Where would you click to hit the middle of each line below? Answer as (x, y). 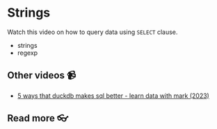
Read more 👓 (38, 118)
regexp (27, 53)
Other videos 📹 (42, 75)
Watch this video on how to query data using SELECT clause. (93, 32)
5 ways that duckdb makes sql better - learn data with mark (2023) (113, 96)
